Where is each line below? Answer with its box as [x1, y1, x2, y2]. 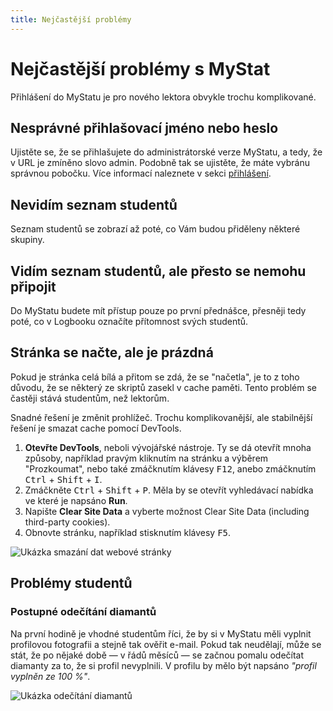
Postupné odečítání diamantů [10, 605, 157, 619]
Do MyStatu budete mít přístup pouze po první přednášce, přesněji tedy [10, 305, 307, 316]
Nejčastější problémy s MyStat [10, 57, 271, 80]
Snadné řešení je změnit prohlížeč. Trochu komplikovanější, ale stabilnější [10, 411, 313, 423]
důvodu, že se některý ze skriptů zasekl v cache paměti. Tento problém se [10, 381, 317, 393]
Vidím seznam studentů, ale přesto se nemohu [10, 262, 307, 280]
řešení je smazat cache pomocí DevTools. [10, 422, 182, 434]
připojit [10, 278, 57, 295]
